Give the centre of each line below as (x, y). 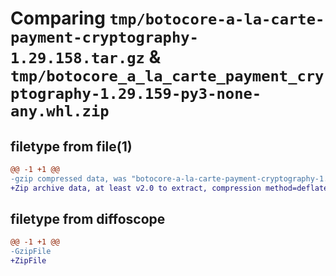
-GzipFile (31, 252)
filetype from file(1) (71, 146)
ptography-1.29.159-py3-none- (136, 94)
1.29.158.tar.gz (77, 58)
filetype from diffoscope (88, 219)
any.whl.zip (60, 111)
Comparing (58, 18)
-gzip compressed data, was (69, 178)
